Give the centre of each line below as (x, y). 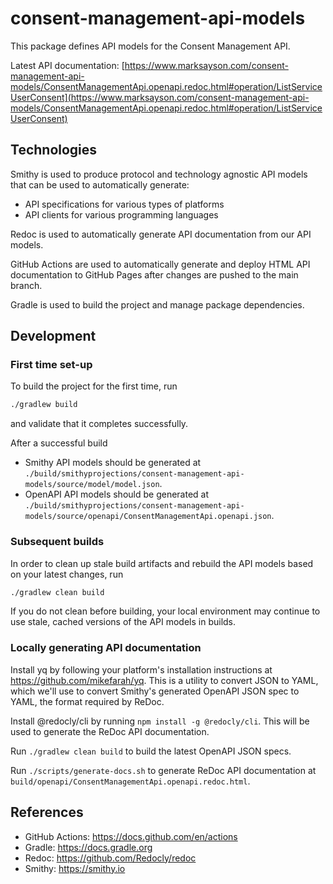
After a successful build (59, 443)
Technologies (54, 150)
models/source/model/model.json (92, 485)
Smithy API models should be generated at (113, 463)
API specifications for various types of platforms (124, 204)
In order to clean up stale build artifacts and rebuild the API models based (162, 563)
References (47, 812)
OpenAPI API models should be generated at (116, 494)
